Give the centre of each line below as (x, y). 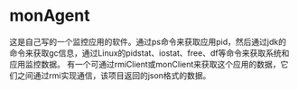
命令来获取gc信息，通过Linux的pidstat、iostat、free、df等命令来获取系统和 (149, 53)
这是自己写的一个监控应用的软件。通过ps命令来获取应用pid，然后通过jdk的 (148, 41)
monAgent (50, 16)
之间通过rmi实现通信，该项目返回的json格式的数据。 (114, 75)
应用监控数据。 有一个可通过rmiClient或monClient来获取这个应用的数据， (145, 64)
